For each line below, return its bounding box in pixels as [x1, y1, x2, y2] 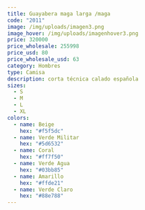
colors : [7, 114, 30, 121]
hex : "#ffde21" [20, 179, 64, 186]
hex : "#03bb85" [20, 166, 64, 174]
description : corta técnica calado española [7, 75, 139, 83]
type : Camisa [7, 69, 45, 76]
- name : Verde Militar [13, 134, 79, 141]
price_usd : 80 [7, 50, 49, 57]
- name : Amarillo [13, 173, 64, 180]
